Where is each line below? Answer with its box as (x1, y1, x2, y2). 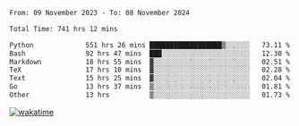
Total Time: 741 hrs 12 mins (9, 24, 118, 33)
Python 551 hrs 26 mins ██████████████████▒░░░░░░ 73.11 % (9, 40, 291, 49)
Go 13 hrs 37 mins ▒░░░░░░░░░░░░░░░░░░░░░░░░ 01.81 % (9, 82, 291, 91)
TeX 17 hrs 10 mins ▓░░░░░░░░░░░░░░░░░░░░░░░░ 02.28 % (9, 65, 291, 75)
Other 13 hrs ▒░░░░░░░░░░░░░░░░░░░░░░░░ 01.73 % (9, 90, 291, 99)
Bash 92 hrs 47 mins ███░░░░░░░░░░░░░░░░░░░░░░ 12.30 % (9, 49, 291, 58)
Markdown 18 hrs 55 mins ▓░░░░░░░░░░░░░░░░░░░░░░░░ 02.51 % (9, 57, 291, 66)
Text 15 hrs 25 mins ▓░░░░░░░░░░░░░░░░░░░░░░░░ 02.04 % (9, 74, 291, 83)
